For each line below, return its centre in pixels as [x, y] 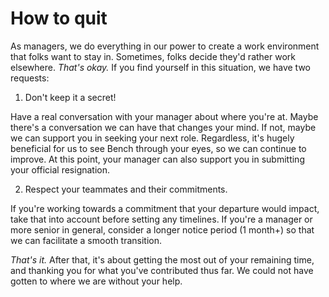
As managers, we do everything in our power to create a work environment [165, 46]
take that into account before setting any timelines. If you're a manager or [161, 219]
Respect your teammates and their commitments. [126, 189]
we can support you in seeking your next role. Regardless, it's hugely [152, 138]
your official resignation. [60, 169]
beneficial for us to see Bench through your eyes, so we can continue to [158, 148]
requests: [30, 78]
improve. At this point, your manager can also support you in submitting [157, 159]
